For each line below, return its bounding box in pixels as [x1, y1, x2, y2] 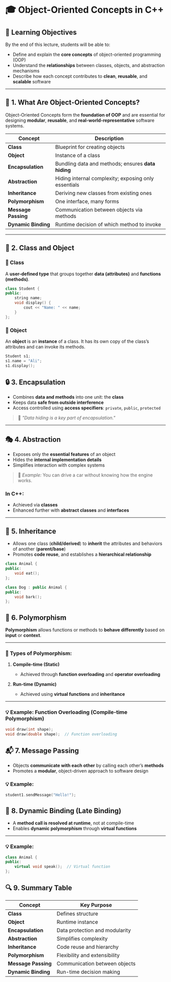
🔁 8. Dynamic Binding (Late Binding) [5, 806, 122, 815]
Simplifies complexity [56, 935, 108, 942]
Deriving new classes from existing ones [55, 189, 152, 197]
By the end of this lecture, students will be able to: [5, 41, 110, 48]
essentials [55, 181, 80, 188]
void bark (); [14, 594, 42, 599]
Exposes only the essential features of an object [12, 451, 116, 457]
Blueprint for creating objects [55, 143, 125, 150]
